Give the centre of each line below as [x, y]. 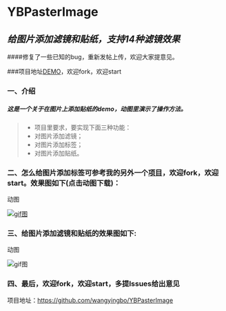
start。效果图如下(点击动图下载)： [64, 183]
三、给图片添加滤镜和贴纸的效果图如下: [72, 233]
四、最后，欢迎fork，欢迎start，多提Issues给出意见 [94, 284]
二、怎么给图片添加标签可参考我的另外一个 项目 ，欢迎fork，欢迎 [113, 173]
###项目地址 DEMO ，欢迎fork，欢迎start [64, 72]
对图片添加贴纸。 [59, 153]
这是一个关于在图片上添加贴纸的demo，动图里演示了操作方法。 [97, 109]
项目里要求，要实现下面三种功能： [83, 127]
